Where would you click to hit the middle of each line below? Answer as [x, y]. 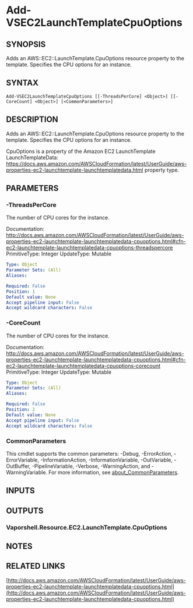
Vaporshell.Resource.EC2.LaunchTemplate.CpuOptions [87, 527]
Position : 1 [20, 291]
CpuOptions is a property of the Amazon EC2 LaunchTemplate [81, 151]
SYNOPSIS [26, 44]
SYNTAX [22, 83]
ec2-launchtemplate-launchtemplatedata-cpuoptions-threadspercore [90, 248]
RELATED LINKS [36, 566]
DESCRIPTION [32, 120]
